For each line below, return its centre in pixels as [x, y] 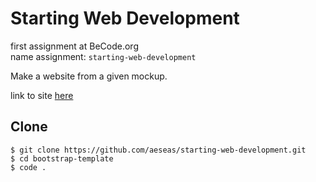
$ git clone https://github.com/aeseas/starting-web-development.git [158, 150]
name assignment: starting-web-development [103, 56]
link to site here [42, 95]
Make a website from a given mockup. [89, 76]
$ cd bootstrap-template [62, 158]
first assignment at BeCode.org [74, 46]
